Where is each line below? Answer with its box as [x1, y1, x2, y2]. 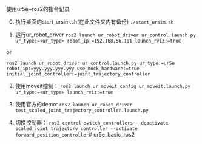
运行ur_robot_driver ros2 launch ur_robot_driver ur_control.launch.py [15, 31, 196, 38]
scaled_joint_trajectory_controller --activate [15, 126, 138, 132]
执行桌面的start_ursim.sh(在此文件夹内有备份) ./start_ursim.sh [15, 18, 174, 26]
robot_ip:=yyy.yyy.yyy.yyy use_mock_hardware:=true [6, 66, 140, 72]
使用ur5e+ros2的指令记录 [6, 5, 70, 12]
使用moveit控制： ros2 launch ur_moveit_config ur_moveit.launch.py [15, 83, 191, 89]
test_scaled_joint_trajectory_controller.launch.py [15, 108, 149, 114]
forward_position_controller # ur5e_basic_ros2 [15, 131, 135, 138]
